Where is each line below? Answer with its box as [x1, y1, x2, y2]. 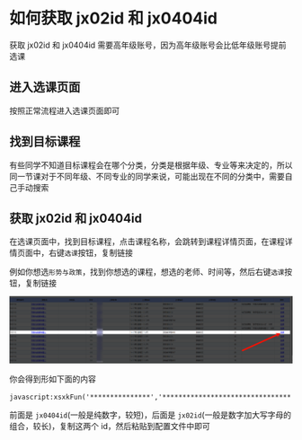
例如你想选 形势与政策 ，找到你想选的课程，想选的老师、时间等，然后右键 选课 [9, 267, 285, 277]
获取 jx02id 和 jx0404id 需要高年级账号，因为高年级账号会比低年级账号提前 [9, 40, 287, 50]
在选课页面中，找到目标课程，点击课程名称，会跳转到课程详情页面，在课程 [9, 236, 285, 247]
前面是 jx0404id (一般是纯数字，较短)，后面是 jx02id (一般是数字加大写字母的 [9, 409, 292, 420]
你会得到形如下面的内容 [9, 374, 96, 384]
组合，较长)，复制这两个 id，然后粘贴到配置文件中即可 [9, 420, 211, 431]
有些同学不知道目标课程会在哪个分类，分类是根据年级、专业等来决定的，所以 [9, 159, 293, 171]
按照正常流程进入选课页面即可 [9, 105, 120, 116]
